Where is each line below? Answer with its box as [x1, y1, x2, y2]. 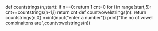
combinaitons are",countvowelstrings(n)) [5, 20, 90, 26]
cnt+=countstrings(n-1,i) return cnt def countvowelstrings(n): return [5, 9, 147, 15]
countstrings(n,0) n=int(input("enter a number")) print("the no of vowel [5, 15, 153, 20]
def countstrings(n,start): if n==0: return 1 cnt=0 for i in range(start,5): [5, 4, 151, 10]
